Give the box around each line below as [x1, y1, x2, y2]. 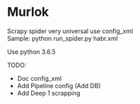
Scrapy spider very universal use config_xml [7, 27, 133, 35]
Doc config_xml [17, 74, 62, 83]
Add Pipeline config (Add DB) [17, 81, 101, 90]
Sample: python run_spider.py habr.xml [7, 34, 119, 42]
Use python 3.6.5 [7, 48, 57, 56]
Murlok [7, 4, 50, 20]
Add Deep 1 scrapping [17, 89, 81, 97]
